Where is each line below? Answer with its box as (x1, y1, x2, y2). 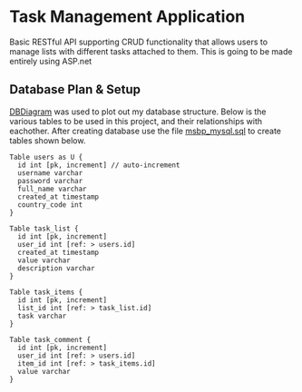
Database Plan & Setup (9, 82, 141, 97)
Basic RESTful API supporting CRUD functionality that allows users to (9, 36, 268, 47)
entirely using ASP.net (9, 55, 93, 66)
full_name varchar (17, 184, 88, 193)
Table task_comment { (9, 335, 92, 344)
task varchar (17, 311, 67, 320)
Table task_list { (9, 224, 79, 233)
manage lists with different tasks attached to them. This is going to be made (9, 45, 293, 56)
